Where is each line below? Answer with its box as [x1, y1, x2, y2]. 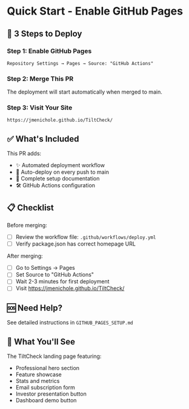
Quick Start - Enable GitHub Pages [7, 4, 184, 18]
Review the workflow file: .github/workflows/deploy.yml [15, 233, 156, 241]
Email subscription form [15, 384, 75, 391]
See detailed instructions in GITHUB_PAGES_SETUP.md [7, 319, 134, 326]
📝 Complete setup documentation [15, 175, 100, 182]
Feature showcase [15, 371, 62, 378]
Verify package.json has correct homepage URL [15, 240, 136, 247]
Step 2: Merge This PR [7, 74, 74, 83]
